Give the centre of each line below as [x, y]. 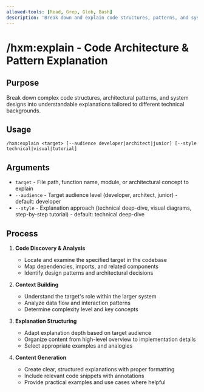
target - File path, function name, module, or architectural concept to [102, 182]
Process [22, 234]
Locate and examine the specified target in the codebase [95, 260]
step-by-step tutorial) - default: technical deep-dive [80, 215]
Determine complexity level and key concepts [81, 309]
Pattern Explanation [57, 60]
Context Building [37, 284]
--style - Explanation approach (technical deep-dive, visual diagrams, [103, 208]
